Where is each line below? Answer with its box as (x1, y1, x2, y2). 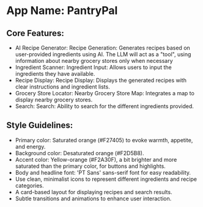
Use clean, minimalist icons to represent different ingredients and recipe (15, 175, 197, 183)
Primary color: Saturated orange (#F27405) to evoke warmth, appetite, (15, 136, 193, 143)
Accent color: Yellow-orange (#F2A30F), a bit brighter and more (15, 156, 177, 163)
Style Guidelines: (6, 120, 73, 131)
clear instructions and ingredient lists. (15, 83, 110, 90)
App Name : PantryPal (6, 4, 118, 18)
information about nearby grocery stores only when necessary (15, 57, 173, 64)
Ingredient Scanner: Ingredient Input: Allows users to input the (15, 64, 172, 71)
